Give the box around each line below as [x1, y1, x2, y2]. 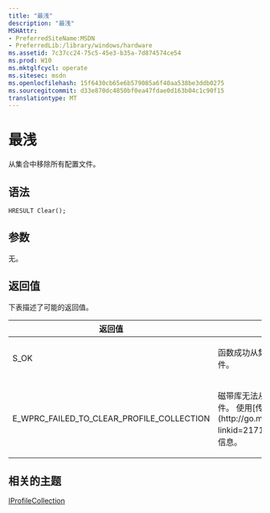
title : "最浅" [8, 11, 54, 20]
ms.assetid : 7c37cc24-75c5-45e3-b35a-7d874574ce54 [8, 49, 182, 57]
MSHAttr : [8, 27, 38, 35]
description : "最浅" [8, 19, 75, 27]
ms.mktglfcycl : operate [8, 64, 88, 72]
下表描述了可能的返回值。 [8, 302, 93, 312]
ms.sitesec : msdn [8, 72, 67, 80]
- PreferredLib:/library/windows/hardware [8, 42, 153, 50]
